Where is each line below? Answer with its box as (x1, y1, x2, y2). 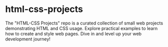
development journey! (5, 36, 51, 42)
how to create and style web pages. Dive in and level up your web (5, 30, 142, 36)
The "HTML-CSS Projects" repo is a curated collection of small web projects (5, 20, 163, 26)
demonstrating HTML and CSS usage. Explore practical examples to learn (5, 25, 158, 31)
